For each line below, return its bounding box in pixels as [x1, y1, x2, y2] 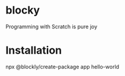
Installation [5, 44, 62, 57]
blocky [5, 4, 40, 17]
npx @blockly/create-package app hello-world [5, 63, 120, 70]
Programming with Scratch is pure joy [5, 23, 98, 30]
